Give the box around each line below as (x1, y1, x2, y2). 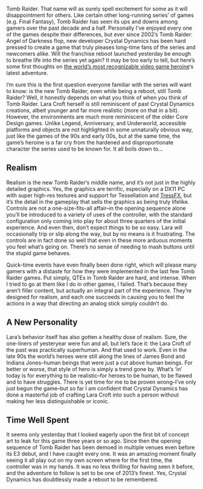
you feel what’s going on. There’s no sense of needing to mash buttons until (6, 243, 195, 250)
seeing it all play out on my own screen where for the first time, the (6, 456, 173, 464)
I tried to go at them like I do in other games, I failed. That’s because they (6, 280, 188, 288)
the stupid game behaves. (6, 249, 71, 256)
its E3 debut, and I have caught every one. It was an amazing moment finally (6, 450, 196, 458)
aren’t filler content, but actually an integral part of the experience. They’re (6, 287, 192, 294)
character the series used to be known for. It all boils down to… (6, 145, 163, 152)
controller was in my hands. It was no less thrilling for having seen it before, (6, 463, 195, 470)
